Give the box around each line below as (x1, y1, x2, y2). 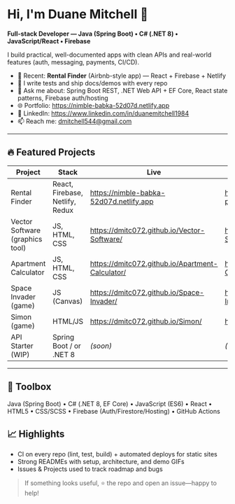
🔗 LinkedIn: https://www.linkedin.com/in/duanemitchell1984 (17, 108, 190, 118)
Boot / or (52, 341, 82, 351)
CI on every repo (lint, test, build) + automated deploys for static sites (17, 450, 218, 458)
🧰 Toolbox (7, 381, 52, 393)
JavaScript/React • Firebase (7, 36, 91, 45)
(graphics (10, 234, 43, 244)
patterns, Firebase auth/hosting (17, 94, 108, 102)
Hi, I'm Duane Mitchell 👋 (7, 6, 149, 22)
